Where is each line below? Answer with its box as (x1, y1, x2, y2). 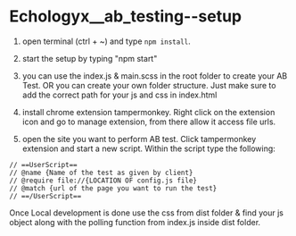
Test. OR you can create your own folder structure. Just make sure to (21, 80, 276, 90)
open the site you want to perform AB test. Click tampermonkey (21, 133, 257, 144)
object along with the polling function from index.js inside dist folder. (9, 216, 261, 227)
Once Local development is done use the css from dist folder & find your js (9, 207, 284, 218)
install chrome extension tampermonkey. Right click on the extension (21, 106, 275, 117)
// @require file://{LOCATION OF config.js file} (9, 176, 198, 185)
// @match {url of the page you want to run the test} (9, 183, 218, 193)
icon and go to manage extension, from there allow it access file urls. (21, 116, 276, 127)
